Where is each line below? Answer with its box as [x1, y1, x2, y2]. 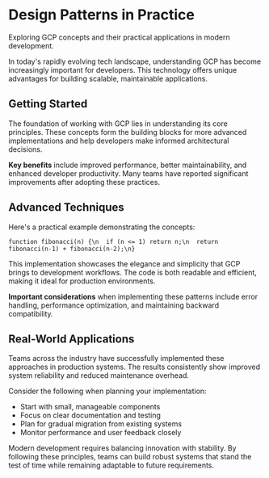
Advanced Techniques [8, 200, 125, 215]
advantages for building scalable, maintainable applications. [8, 73, 208, 83]
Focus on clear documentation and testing [19, 410, 162, 421]
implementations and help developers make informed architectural [8, 136, 229, 145]
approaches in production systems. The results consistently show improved [8, 362, 261, 372]
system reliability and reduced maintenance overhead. [8, 371, 190, 380]
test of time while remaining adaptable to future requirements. [8, 460, 215, 470]
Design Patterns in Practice [8, 6, 195, 24]
